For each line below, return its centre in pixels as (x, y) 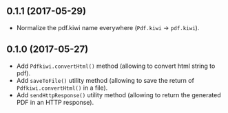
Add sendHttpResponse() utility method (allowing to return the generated (118, 95)
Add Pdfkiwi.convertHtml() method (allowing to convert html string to (116, 66)
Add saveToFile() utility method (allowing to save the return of (105, 80)
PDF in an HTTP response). (55, 102)
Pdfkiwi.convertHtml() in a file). (62, 88)
